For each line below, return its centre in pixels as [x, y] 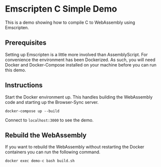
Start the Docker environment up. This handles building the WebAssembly [79, 97]
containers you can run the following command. [53, 152]
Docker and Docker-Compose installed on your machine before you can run [81, 65]
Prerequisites [26, 43]
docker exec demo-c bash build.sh [40, 161]
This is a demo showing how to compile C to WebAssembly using [70, 22]
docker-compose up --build [32, 111]
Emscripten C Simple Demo [61, 9]
